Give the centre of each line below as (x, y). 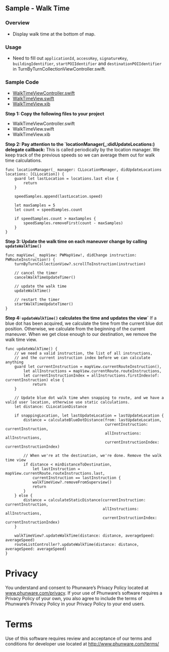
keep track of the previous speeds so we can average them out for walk (80, 155)
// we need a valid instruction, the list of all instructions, (83, 353)
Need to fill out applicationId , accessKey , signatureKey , (70, 58)
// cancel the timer (36, 273)
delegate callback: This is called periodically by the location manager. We (82, 150)
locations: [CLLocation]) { (35, 174)
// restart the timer (37, 300)
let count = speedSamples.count (48, 210)
